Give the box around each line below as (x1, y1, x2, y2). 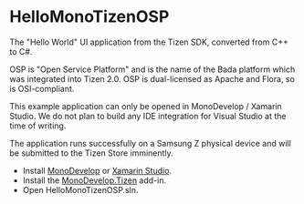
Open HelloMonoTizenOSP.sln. (22, 184, 139, 195)
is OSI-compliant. (9, 83, 75, 94)
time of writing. (9, 120, 67, 131)
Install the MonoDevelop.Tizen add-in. (22, 175, 167, 186)
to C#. (9, 46, 33, 56)
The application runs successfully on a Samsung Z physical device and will (9, 138, 292, 148)
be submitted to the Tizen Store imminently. (9, 148, 173, 158)
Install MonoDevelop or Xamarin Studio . (22, 165, 172, 176)
